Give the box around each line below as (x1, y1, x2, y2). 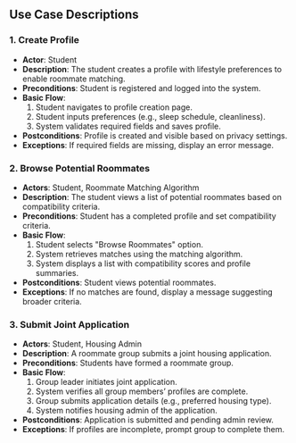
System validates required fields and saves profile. (35, 121, 221, 131)
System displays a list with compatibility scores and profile (35, 258, 251, 269)
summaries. (35, 267, 79, 278)
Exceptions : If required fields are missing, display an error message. (21, 139, 275, 150)
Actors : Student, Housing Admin (21, 339, 143, 349)
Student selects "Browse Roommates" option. (35, 238, 203, 249)
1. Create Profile (9, 34, 80, 46)
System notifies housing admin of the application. (35, 405, 218, 416)
